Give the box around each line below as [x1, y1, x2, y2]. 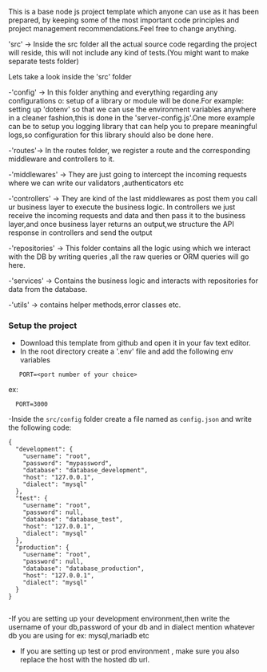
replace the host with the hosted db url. [19, 655, 150, 665]
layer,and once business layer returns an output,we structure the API [8, 220, 234, 229]
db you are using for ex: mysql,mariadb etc [8, 631, 149, 641]
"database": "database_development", [22, 467, 149, 475]
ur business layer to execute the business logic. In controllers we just [8, 202, 236, 212]
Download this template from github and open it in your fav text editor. [19, 338, 251, 348]
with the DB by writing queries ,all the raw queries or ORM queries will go [8, 252, 249, 261]
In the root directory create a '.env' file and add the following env [19, 346, 233, 356]
